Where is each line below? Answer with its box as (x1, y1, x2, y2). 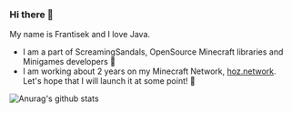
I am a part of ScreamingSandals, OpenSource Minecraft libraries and (22, 46, 284, 57)
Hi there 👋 (9, 8, 55, 21)
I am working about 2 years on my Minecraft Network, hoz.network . (22, 66, 277, 77)
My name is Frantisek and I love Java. (9, 29, 151, 40)
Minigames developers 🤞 (22, 56, 116, 67)
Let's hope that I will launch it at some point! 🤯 (22, 76, 196, 87)
